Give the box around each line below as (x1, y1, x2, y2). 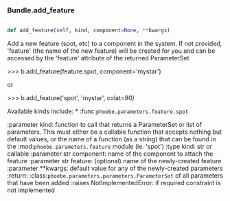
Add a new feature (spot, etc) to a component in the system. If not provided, (7, 40, 222, 48)
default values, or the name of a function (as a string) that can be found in (7, 135, 216, 143)
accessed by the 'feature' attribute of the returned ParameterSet (7, 54, 189, 62)
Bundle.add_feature (7, 5, 76, 15)
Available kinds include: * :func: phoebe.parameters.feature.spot (7, 107, 189, 115)
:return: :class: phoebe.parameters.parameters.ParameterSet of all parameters (7, 172, 223, 180)
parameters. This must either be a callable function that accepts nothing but (7, 128, 222, 136)
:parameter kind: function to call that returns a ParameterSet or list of (7, 121, 203, 129)
